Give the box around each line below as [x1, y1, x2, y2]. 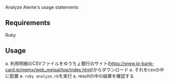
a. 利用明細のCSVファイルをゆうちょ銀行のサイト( [5, 60, 109, 66]
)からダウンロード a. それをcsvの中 [91, 66, 164, 72]
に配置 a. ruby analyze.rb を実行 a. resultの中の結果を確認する [5, 72, 134, 79]
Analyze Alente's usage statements [5, 4, 79, 10]
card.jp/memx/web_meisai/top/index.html [5, 66, 92, 72]
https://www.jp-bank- [109, 60, 154, 66]
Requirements [5, 18, 50, 27]
